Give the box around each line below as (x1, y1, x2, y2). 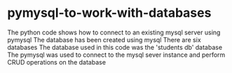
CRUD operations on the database (7, 58, 107, 66)
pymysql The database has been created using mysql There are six (7, 35, 201, 44)
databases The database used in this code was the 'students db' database (7, 43, 223, 51)
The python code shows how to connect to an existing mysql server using (7, 28, 221, 36)
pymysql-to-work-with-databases (7, 5, 212, 21)
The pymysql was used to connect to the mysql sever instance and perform (7, 51, 226, 59)
